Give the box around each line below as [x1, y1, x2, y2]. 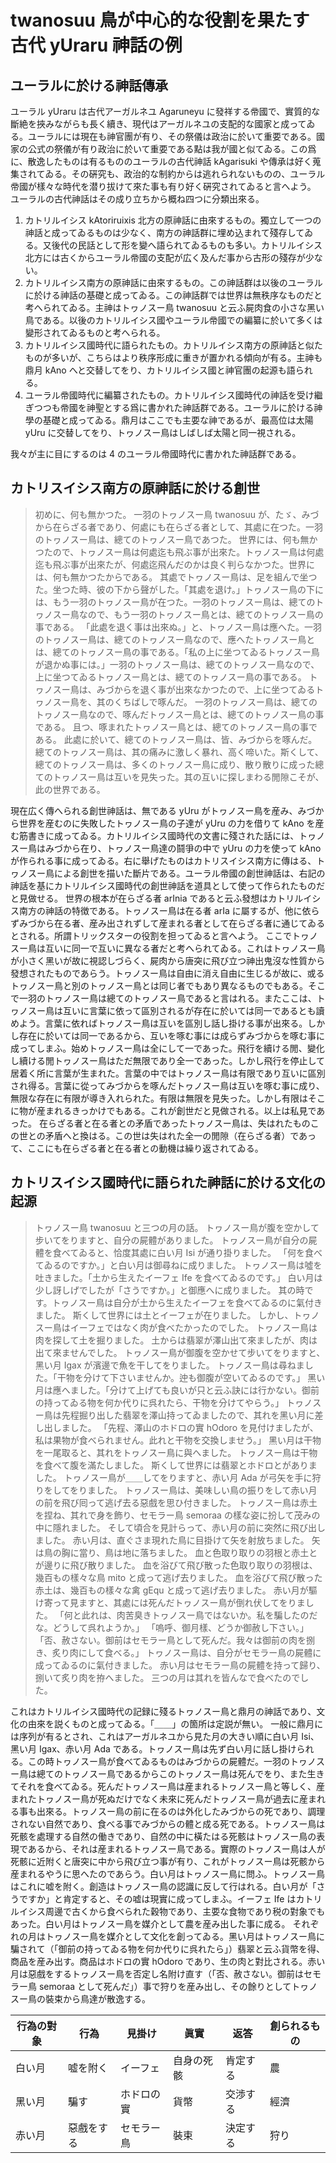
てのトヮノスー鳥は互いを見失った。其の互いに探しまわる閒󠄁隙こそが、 [34, 771, 325, 783]
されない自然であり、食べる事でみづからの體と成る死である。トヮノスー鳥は [10, 1817, 326, 1830]
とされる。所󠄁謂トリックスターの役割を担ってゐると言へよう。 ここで [10, 929, 292, 941]
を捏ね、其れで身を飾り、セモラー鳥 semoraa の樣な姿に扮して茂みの [34, 1509, 321, 1521]
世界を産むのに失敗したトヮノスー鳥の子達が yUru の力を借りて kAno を [18, 817, 316, 829]
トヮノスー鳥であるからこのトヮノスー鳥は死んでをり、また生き [62, 1767, 325, 1780]
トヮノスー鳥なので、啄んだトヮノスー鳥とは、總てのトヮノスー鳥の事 [34, 708, 325, 720]
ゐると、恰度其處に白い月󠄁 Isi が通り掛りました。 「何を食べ [78, 1246, 323, 1258]
